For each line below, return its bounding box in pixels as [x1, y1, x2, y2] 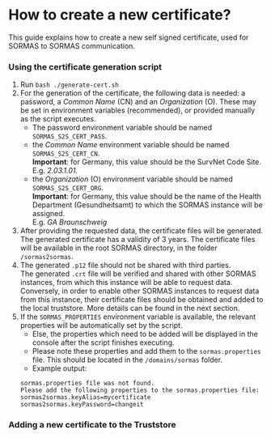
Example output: [32, 364, 87, 373]
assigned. [32, 209, 66, 219]
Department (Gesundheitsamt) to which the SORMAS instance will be [32, 200, 263, 210]
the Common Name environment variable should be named [32, 140, 230, 150]
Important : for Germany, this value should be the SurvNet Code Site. [32, 157, 261, 167]
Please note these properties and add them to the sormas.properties [32, 347, 261, 356]
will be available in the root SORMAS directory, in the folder [19, 243, 218, 253]
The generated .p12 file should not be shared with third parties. [19, 261, 231, 270]
